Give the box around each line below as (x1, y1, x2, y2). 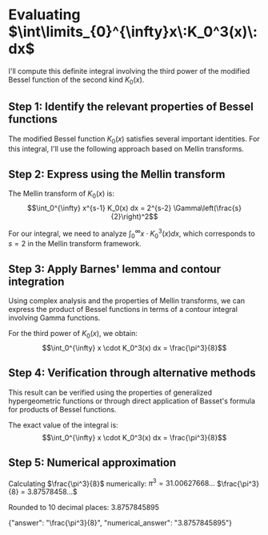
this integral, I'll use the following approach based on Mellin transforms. (8, 144, 244, 154)
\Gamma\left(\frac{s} (173, 203, 242, 213)
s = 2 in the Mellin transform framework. (8, 239, 142, 249)
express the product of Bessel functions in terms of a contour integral (8, 305, 238, 314)
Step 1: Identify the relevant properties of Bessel (8, 100, 254, 114)
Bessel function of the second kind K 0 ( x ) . (8, 75, 145, 86)
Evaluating (8, 6, 82, 24)
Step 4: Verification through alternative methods (8, 367, 256, 380)
